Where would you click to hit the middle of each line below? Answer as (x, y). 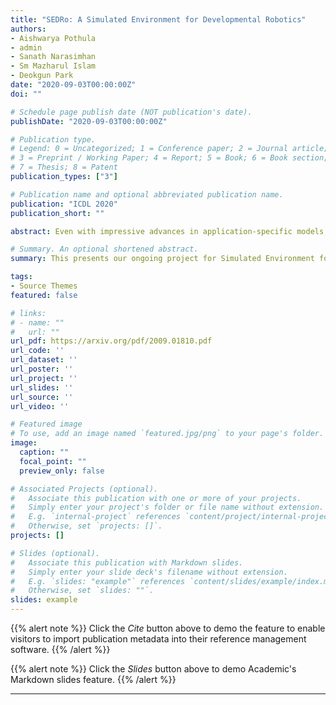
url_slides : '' (42, 387)
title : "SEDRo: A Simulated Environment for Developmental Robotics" (158, 19)
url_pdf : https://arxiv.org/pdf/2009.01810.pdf (111, 341)
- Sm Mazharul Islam (53, 66)
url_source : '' (42, 397)
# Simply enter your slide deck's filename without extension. (149, 572)
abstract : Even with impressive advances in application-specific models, (169, 231)
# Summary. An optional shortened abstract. (104, 249)
